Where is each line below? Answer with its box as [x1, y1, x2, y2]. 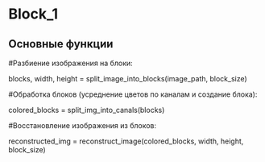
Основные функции [8, 37, 114, 51]
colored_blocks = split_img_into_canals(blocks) [8, 106, 165, 114]
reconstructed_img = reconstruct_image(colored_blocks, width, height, [8, 136, 244, 146]
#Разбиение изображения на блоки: [8, 58, 133, 68]
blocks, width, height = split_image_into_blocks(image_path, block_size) [8, 74, 247, 83]
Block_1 [8, 5, 59, 23]
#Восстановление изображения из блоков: [8, 121, 157, 130]
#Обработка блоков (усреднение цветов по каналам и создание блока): [8, 89, 258, 99]
